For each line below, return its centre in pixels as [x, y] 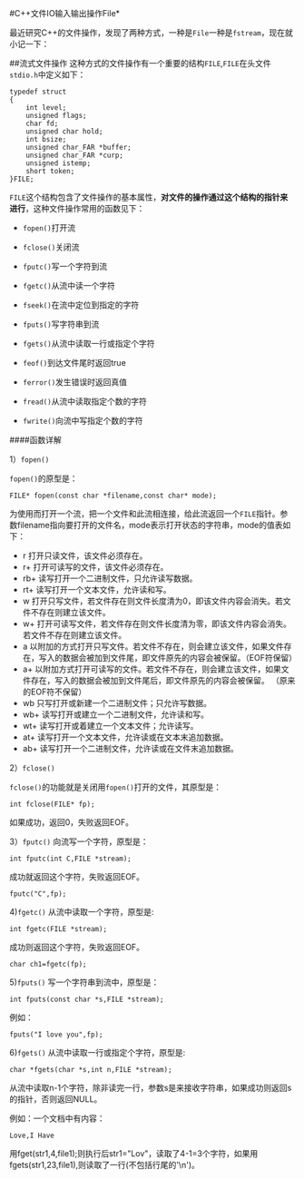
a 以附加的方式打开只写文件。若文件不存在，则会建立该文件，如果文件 [153, 646]
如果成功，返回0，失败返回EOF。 [72, 822]
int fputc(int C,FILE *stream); [70, 859]
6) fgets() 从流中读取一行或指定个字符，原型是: [98, 1052]
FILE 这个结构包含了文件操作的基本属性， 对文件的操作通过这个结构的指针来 [149, 197]
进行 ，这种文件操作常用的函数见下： [77, 208]
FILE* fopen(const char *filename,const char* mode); [113, 496]
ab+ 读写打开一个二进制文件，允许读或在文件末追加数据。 [130, 748]
